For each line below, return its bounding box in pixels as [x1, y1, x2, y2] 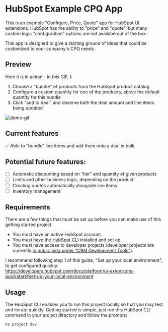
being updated [12, 104, 43, 111]
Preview [5, 60, 32, 69]
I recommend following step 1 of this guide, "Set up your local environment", [5, 257, 163, 263]
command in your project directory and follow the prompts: [5, 312, 127, 318]
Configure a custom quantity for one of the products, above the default [12, 89, 160, 95]
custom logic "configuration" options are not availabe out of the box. [5, 30, 147, 36]
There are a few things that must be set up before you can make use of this [5, 216, 161, 223]
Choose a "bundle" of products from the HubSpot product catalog [12, 83, 150, 89]
